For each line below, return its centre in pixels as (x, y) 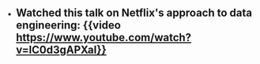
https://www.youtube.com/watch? (104, 38)
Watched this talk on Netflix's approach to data (134, 13)
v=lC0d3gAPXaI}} (61, 50)
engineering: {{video (68, 26)
